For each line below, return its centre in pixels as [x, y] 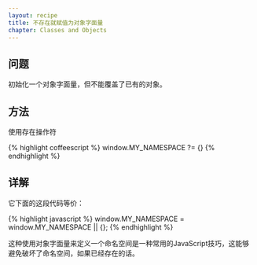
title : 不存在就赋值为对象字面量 [56, 23]
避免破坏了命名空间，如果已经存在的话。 [73, 253]
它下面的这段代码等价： [46, 203]
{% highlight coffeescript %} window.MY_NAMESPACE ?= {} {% [112, 147]
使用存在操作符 [32, 132]
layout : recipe [33, 15]
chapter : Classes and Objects [58, 30]
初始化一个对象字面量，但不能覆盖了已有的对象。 [87, 84]
